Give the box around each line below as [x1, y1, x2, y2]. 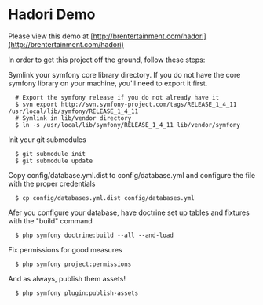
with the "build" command [8, 216, 93, 225]
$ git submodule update [15, 157, 93, 165]
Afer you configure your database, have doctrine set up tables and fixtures [8, 208, 250, 217]
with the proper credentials [8, 179, 96, 188]
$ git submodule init [15, 150, 86, 158]
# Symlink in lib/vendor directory [15, 114, 132, 122]
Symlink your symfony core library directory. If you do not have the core [8, 70, 241, 79]
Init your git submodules [8, 135, 86, 144]
